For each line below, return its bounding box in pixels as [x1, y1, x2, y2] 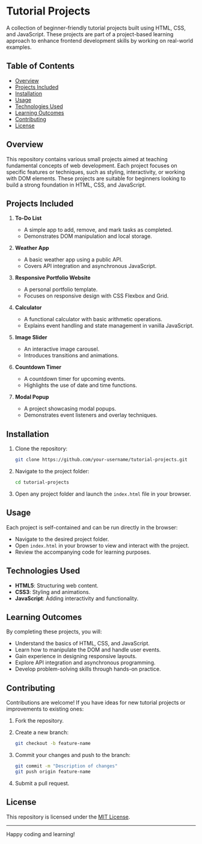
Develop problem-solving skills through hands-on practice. [14, 665, 161, 673]
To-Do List [14, 214, 42, 222]
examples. [6, 43, 32, 51]
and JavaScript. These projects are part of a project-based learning [6, 30, 174, 37]
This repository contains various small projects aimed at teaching [6, 155, 168, 162]
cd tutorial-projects [14, 479, 69, 485]
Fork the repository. [14, 717, 64, 724]
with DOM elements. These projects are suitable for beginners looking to [6, 174, 186, 182]
